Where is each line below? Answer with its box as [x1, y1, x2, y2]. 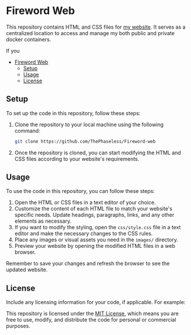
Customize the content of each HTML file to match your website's [14, 205, 173, 212]
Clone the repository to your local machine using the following [14, 121, 164, 128]
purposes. [6, 323, 31, 330]
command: [14, 127, 41, 134]
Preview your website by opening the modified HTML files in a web [14, 243, 176, 250]
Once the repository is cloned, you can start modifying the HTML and [14, 149, 182, 156]
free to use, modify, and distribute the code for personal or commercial [6, 316, 176, 323]
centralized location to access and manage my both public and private [6, 29, 175, 36]
